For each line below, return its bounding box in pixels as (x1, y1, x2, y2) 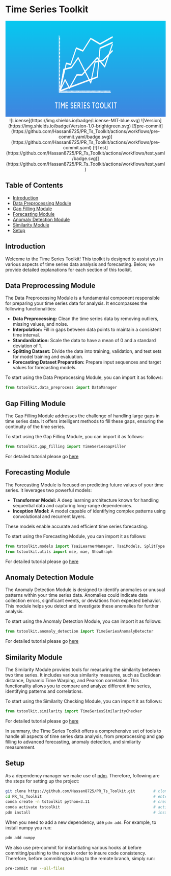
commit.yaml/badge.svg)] (58, 133, 113, 140)
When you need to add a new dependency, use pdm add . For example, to (5, 819, 157, 825)
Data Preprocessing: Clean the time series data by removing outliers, (12, 316, 159, 322)
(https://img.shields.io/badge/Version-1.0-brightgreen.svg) (8, 123, 131, 129)
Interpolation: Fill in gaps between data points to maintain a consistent (12, 326, 161, 333)
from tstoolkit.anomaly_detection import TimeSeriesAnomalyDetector (5, 629, 154, 634)
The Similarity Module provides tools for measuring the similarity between (5, 666, 160, 672)
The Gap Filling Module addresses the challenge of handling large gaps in (5, 413, 160, 419)
